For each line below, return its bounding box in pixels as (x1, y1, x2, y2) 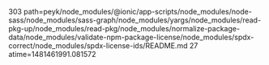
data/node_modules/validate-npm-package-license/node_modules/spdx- (8, 32, 254, 42)
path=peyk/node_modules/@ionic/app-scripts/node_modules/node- (23, 7, 253, 16)
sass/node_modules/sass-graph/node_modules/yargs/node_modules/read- (8, 15, 262, 25)
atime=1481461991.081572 (8, 50, 96, 59)
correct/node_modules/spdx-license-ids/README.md (8, 41, 188, 51)
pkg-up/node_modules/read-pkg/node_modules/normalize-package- (8, 24, 241, 33)
